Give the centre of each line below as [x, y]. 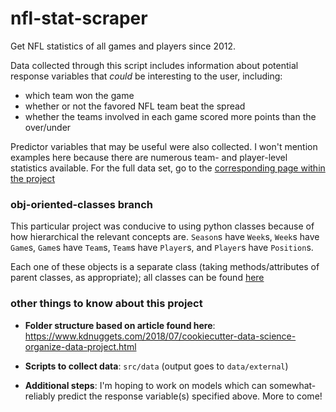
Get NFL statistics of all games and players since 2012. [123, 46]
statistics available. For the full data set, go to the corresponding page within [168, 168]
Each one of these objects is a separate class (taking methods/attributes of [165, 267]
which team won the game [79, 95]
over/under [48, 127]
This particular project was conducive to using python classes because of [162, 226]
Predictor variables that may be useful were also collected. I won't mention [164, 146]
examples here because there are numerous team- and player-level [149, 157]
